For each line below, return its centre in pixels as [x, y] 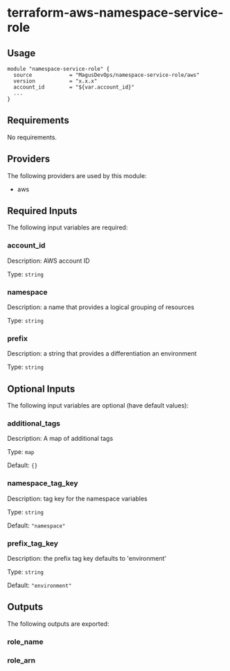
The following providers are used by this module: [77, 175]
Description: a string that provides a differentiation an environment [102, 354]
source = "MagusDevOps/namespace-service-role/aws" [106, 75]
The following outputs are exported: [58, 624]
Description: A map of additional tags [60, 439]
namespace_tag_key [43, 483]
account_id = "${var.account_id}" [74, 87]
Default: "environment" [39, 585]
